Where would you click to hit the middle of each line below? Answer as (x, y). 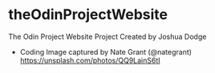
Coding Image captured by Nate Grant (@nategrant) (106, 52)
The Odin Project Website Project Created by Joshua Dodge (107, 36)
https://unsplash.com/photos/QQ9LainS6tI (90, 60)
